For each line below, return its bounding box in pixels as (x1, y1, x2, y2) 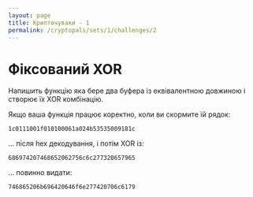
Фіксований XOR (8, 60, 122, 78)
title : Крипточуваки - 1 (8, 19, 90, 27)
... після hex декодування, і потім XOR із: (8, 139, 144, 148)
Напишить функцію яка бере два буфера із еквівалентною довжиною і (8, 86, 246, 95)
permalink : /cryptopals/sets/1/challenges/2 (8, 26, 157, 34)
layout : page (8, 11, 51, 20)
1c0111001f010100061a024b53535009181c (8, 125, 136, 133)
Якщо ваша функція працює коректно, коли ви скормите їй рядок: (8, 110, 231, 119)
